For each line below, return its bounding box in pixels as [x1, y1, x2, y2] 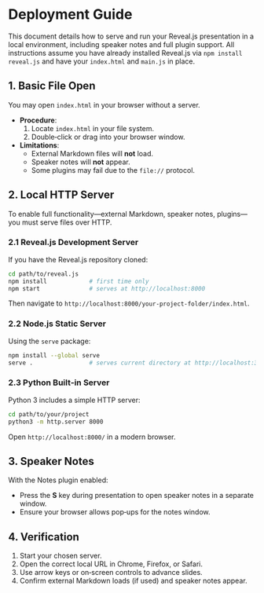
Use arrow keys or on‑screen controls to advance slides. [19, 568, 203, 577]
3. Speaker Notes [8, 454, 94, 468]
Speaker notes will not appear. [31, 157, 131, 167]
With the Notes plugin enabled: [8, 475, 108, 485]
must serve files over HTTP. [22, 218, 112, 227]
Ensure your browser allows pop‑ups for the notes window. [19, 507, 211, 517]
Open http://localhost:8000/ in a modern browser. [8, 432, 176, 441]
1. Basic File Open [8, 79, 96, 93]
